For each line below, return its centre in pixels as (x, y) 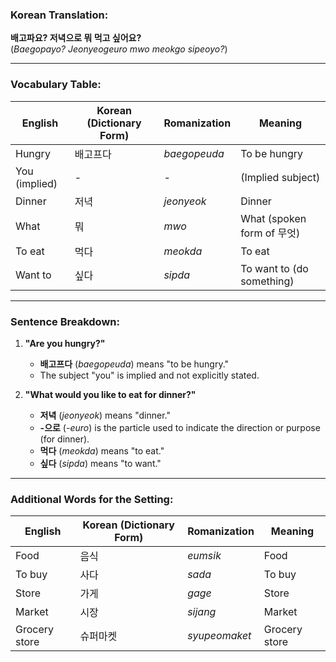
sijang (202, 612)
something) (267, 281)
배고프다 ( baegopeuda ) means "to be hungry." (134, 364)
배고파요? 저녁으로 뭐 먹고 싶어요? (76, 38)
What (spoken (273, 218)
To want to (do (274, 268)
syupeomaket (219, 636)
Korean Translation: (59, 15)
